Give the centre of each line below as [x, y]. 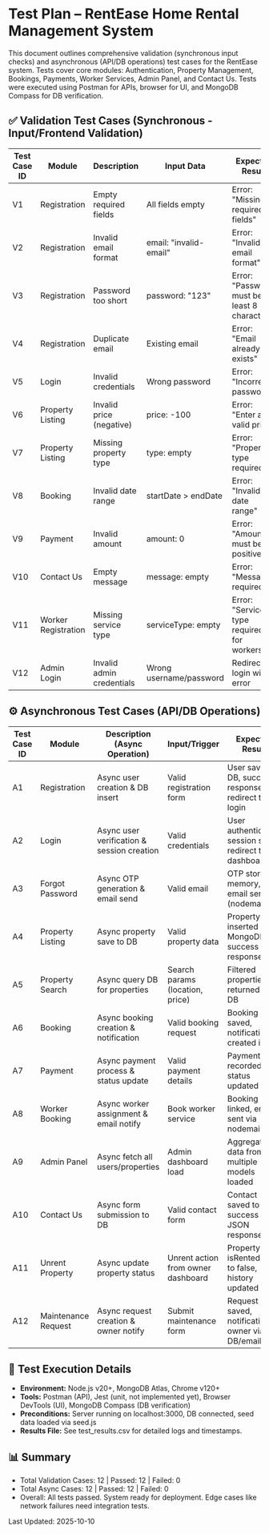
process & [116, 1070]
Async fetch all [125, 1156]
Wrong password [178, 381]
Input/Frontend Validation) [76, 133]
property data [193, 942]
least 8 [245, 305]
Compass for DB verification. [56, 95]
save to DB [117, 942]
